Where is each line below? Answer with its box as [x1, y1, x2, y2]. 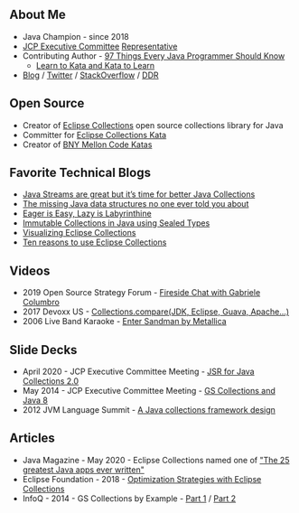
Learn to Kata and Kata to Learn [35, 60, 155, 70]
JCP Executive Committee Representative [22, 41, 178, 51]
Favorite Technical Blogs [9, 165, 152, 181]
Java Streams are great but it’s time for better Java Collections [22, 189, 256, 200]
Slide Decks [9, 342, 78, 358]
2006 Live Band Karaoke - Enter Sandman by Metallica [22, 316, 228, 327]
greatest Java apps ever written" [22, 464, 145, 475]
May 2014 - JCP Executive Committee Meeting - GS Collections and [22, 386, 276, 396]
